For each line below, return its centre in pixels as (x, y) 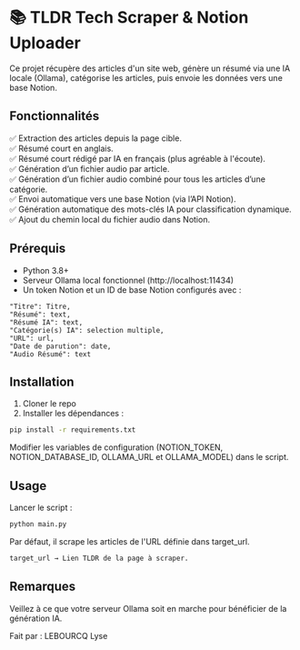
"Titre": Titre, (40, 306)
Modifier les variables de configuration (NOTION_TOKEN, (116, 447)
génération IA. (36, 618)
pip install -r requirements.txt (73, 430)
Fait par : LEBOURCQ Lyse (59, 635)
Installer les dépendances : (73, 414)
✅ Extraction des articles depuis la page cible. (95, 138)
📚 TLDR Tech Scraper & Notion (129, 18)
